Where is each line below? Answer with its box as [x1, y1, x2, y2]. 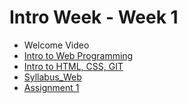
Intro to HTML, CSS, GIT [23, 60, 124, 72]
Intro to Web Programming [23, 49, 134, 61]
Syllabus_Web [23, 71, 82, 83]
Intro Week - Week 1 [9, 6, 179, 29]
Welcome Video [23, 39, 90, 51]
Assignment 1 [23, 81, 80, 93]
